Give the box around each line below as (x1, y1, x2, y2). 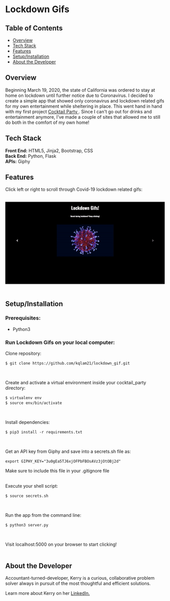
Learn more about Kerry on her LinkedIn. (5, 590, 90, 596)
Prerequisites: (5, 315, 41, 322)
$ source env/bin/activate (5, 400, 62, 406)
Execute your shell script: (5, 483, 58, 489)
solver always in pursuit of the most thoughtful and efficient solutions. (5, 580, 151, 586)
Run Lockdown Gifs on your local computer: (5, 339, 115, 346)
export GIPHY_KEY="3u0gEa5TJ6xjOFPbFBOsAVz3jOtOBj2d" (5, 459, 121, 464)
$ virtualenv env (5, 395, 42, 400)
